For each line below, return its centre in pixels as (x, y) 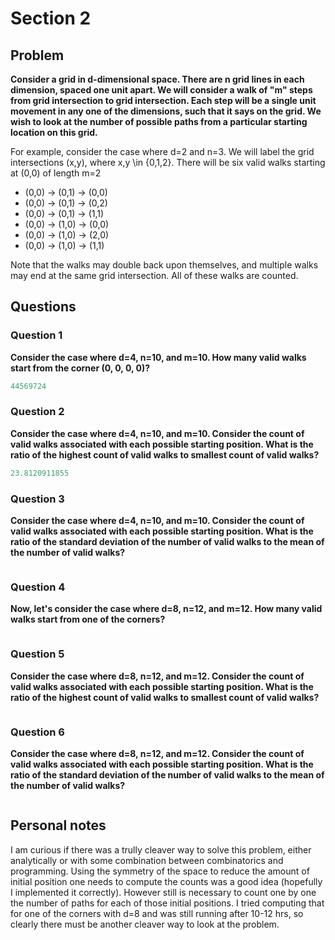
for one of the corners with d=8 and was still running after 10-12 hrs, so (157, 913)
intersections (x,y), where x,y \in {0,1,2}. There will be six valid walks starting (168, 162)
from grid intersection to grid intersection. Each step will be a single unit (163, 100)
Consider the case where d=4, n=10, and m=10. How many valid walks (158, 357)
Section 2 (51, 18)
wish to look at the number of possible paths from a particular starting (159, 121)
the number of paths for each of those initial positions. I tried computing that (167, 903)
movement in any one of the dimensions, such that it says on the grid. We (166, 111)
